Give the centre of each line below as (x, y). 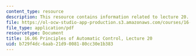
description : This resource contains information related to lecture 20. (98, 17)
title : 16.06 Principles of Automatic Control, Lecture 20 (79, 38)
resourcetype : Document (35, 33)
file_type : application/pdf (40, 28)
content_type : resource (35, 11)
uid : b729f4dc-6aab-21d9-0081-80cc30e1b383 (60, 44)
